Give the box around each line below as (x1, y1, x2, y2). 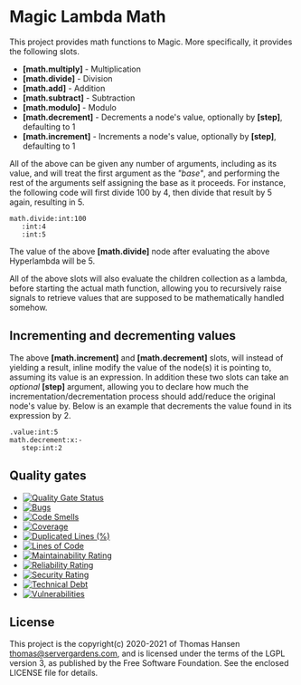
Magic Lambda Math (9, 6, 166, 27)
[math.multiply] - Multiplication (22, 63, 142, 74)
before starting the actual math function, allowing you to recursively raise (9, 283, 282, 294)
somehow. (9, 302, 48, 313)
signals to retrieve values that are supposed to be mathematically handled (9, 292, 285, 303)
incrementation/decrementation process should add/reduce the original (9, 391, 276, 401)
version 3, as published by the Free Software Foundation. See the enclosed (9, 658, 289, 669)
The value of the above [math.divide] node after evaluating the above (9, 246, 270, 256)
